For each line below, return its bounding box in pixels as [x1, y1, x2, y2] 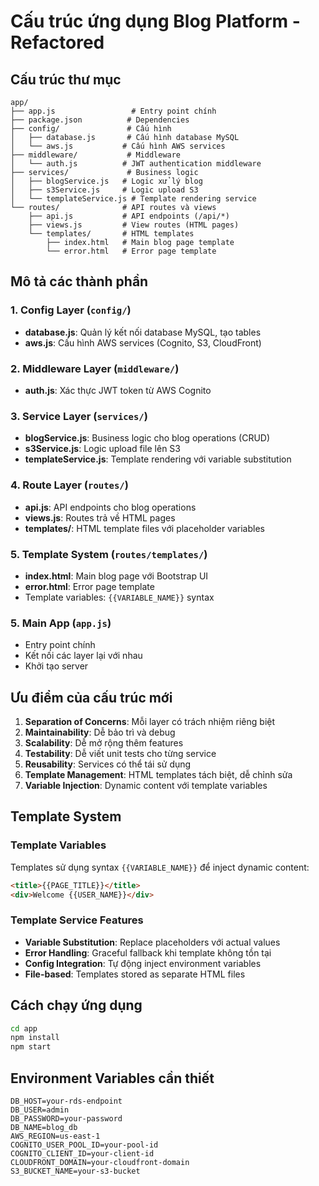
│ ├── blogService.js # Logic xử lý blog [10, 176, 203, 186]
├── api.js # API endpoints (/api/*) [28, 211, 230, 221]
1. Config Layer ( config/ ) [10, 303, 132, 317]
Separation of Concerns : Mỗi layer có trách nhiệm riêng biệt [24, 715, 276, 727]
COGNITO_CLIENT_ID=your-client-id [10, 1148, 155, 1159]
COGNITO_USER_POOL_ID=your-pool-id [10, 1140, 159, 1150]
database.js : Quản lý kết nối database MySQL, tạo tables [24, 326, 262, 338]
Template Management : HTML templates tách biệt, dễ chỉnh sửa [24, 768, 293, 780]
